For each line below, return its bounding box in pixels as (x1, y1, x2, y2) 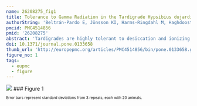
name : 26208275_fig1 (6, 8, 57, 15)
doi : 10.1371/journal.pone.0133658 (6, 42, 93, 47)
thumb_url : (6, 47, 33, 53)
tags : (6, 57, 19, 63)
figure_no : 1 (6, 52, 38, 58)
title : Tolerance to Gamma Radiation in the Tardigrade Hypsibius (6, 14, 172, 20)
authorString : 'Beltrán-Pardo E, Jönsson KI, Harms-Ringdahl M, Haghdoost (6, 19, 193, 25)
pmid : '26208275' (6, 30, 49, 36)
